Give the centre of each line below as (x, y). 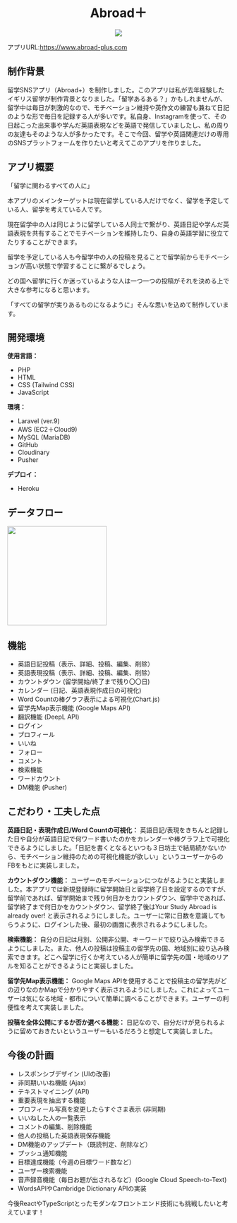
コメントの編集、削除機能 (55, 1126)
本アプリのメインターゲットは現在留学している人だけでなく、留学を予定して (119, 200)
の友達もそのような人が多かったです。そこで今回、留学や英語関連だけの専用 (118, 134)
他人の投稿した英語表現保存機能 (64, 1136)
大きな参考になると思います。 (50, 289)
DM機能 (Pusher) (42, 787)
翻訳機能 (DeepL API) (48, 717)
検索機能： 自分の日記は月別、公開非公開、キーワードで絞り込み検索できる (116, 939)
